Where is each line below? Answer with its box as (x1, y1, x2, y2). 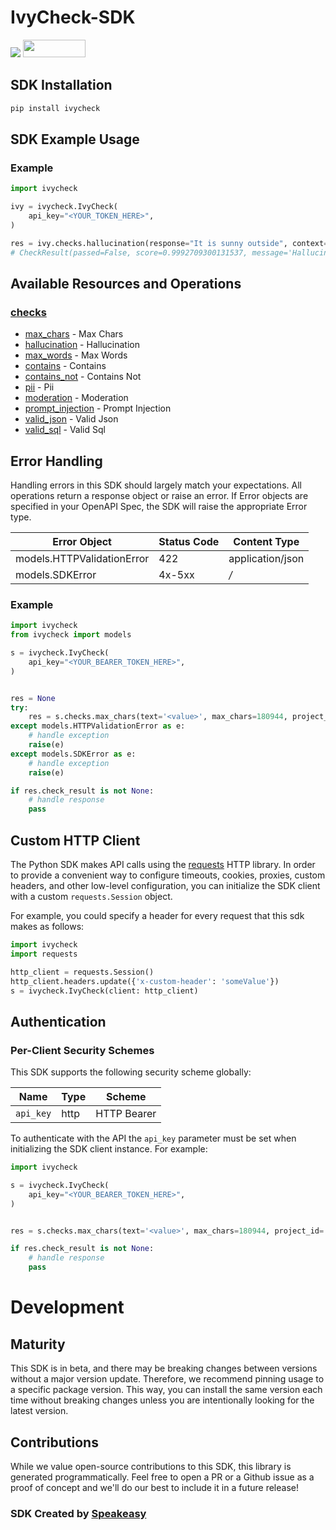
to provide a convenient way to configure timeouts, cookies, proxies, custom (10, 869, 326, 881)
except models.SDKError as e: (10, 749, 137, 759)
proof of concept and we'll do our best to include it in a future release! (10, 1481, 299, 1493)
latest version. (10, 1405, 69, 1417)
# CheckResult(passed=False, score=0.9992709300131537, (10, 247, 248, 258)
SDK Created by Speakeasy (10, 1506, 147, 1520)
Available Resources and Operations (10, 275, 242, 292)
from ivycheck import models (10, 630, 132, 640)
